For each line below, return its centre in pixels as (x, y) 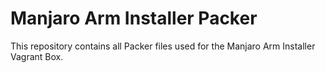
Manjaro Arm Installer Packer (134, 18)
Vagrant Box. (37, 56)
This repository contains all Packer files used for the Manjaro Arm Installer (163, 46)
